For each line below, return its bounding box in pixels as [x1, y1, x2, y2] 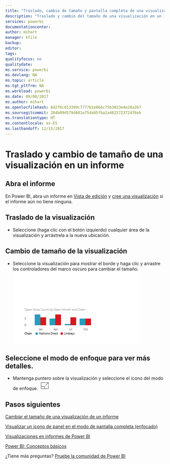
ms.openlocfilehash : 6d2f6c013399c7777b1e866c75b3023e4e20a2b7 [5, 105, 142, 110]
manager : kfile [5, 35, 37, 40]
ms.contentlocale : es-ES [5, 121, 58, 126]
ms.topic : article [5, 78, 44, 83]
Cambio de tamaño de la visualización [5, 247, 127, 256]
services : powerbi [5, 19, 44, 24]
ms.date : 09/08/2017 [5, 94, 49, 99]
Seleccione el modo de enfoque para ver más [5, 354, 150, 362]
